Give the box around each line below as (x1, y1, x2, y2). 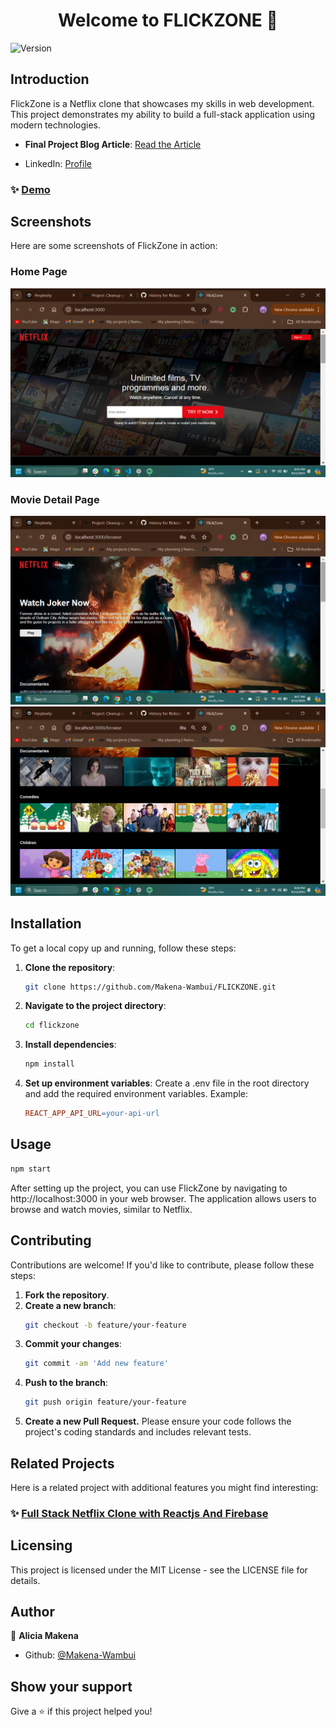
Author (10, 1604, 55, 1621)
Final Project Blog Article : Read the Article (24, 138, 202, 150)
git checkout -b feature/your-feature (24, 1320, 187, 1330)
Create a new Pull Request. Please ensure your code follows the (24, 1415, 292, 1428)
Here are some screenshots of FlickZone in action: (10, 240, 218, 252)
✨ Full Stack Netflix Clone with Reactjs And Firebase (10, 1506, 269, 1520)
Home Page (10, 265, 68, 279)
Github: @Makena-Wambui (24, 1649, 137, 1661)
